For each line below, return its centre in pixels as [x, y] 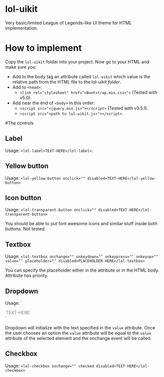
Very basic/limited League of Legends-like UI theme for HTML [69, 23]
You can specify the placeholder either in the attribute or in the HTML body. [82, 270]
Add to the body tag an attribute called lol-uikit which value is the [81, 76]
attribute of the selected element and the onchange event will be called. [79, 338]
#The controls [19, 123]
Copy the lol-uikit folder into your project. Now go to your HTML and [77, 62]
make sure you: [21, 67]
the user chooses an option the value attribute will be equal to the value [78, 333]
